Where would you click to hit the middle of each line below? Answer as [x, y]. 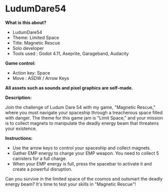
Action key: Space [31, 72]
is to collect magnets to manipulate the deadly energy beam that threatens [82, 123]
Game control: [21, 63]
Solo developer [28, 48]
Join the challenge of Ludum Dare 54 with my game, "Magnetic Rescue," [80, 107]
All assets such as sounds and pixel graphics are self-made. [69, 87]
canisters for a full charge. [40, 158]
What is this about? [26, 22]
